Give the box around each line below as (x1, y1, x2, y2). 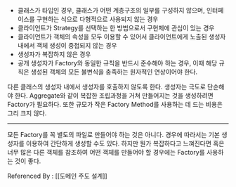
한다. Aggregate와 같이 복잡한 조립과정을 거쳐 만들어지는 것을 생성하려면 (14, 91, 214, 100)
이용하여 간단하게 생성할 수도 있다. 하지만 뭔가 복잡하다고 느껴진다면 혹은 (25, 139, 225, 148)
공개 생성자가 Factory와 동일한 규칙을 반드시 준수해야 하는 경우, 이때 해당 (17, 59, 218, 67)
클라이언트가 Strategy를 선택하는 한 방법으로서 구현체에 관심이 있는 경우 (17, 24, 215, 32)
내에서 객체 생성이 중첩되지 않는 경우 (17, 41, 117, 49)
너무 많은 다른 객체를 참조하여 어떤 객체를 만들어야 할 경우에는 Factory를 (7, 148, 205, 156)
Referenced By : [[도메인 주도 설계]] (7, 172, 107, 180)
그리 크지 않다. (7, 109, 47, 117)
